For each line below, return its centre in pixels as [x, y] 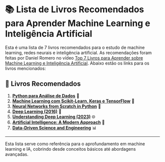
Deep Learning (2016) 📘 [37, 111]
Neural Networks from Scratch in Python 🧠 [56, 106]
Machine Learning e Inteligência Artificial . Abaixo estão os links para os [77, 63]
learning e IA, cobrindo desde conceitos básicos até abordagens [70, 149]
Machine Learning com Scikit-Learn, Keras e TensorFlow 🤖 [73, 101]
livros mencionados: [26, 68]
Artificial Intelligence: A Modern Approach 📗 [58, 122]
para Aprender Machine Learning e [78, 23]
